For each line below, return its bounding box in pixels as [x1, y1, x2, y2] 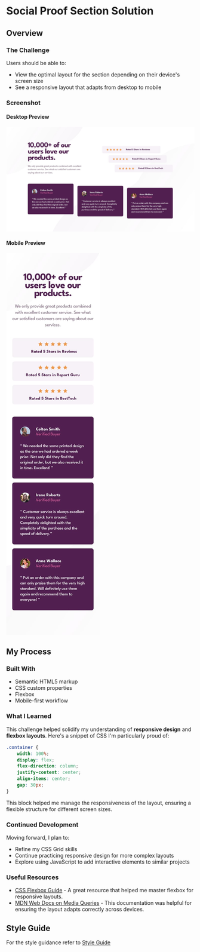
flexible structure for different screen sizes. [6, 805, 112, 813]
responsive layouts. [14, 893, 63, 900]
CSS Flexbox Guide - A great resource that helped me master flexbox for [14, 887, 194, 894]
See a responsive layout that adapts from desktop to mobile [14, 84, 162, 91]
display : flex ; [17, 757, 55, 763]
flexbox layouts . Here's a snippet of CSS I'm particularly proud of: [6, 732, 170, 739]
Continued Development [6, 820, 79, 828]
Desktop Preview [6, 113, 50, 121]
